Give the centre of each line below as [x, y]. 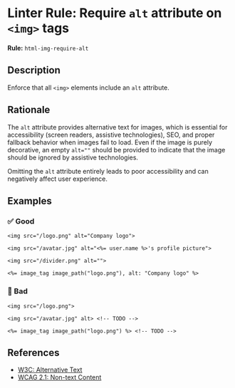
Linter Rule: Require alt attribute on [115, 13]
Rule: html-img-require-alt [48, 48]
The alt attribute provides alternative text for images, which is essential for [117, 127]
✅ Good [21, 221]
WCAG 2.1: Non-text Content [59, 377]
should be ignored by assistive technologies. [73, 157]
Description [34, 70]
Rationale [29, 110]
